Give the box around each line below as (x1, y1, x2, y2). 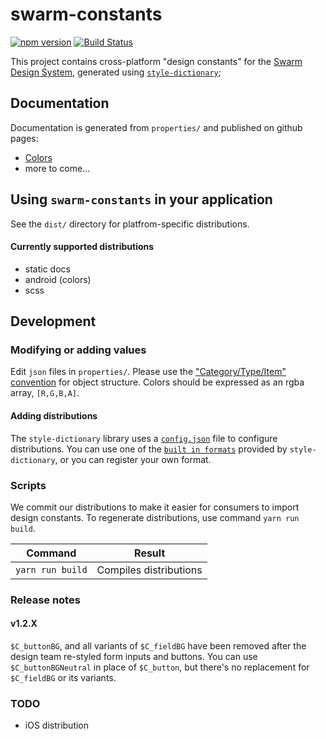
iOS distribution (24, 719, 90, 732)
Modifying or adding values (10, 343, 147, 357)
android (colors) (24, 273, 92, 285)
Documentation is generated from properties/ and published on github (10, 121, 303, 133)
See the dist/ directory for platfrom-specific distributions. (10, 218, 250, 230)
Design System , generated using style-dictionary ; (10, 66, 222, 78)
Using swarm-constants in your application (10, 191, 273, 208)
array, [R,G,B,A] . (10, 387, 80, 399)
